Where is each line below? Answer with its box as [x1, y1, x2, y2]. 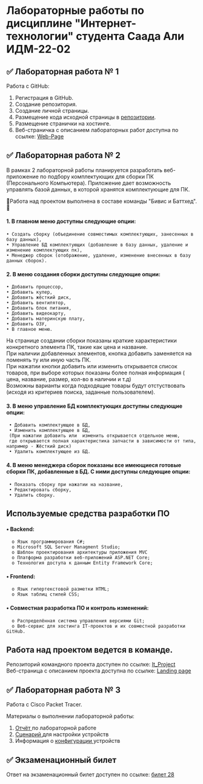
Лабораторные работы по [6, 4, 144, 18]
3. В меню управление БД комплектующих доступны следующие [6, 402, 183, 410]
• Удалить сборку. [8, 492, 56, 498]
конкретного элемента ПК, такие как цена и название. [6, 344, 148, 351]
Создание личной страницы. [15, 107, 90, 114]
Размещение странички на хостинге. [15, 120, 111, 127]
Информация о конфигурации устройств [15, 737, 121, 745]
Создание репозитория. [15, 101, 78, 108]
